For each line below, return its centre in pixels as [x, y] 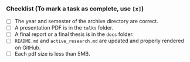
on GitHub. [28, 48]
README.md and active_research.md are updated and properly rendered [99, 41]
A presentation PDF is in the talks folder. [64, 28]
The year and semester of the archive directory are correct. [86, 21]
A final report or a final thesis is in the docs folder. [74, 34]
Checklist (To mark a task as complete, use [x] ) [75, 9]
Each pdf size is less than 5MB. [52, 53]
